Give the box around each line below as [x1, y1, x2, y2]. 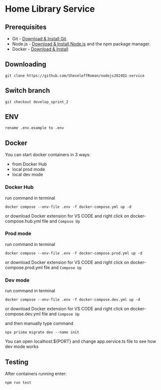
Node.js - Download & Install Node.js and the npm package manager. [12, 41, 151, 47]
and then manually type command [5, 321, 74, 327]
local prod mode [12, 166, 45, 172]
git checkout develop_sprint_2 [5, 99, 69, 104]
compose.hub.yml [5, 218, 41, 224]
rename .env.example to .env [5, 125, 64, 130]
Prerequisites [5, 23, 47, 31]
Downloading [5, 60, 46, 69]
